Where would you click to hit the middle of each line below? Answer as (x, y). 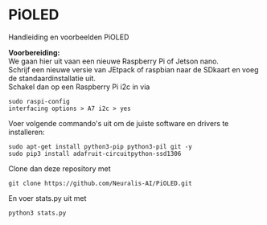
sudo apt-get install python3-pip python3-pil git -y (101, 146)
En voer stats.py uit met (47, 198)
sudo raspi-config (39, 101)
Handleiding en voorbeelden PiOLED (69, 37)
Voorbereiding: (34, 52)
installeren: (27, 132)
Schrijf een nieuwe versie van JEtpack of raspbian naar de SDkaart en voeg (133, 69)
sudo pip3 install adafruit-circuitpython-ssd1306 (95, 153)
